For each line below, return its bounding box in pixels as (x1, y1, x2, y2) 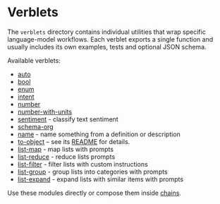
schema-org (17, 122, 54, 131)
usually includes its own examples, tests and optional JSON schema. (7, 42, 207, 51)
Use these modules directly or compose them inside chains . (7, 188, 182, 197)
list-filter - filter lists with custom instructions (17, 160, 148, 168)
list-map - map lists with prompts (17, 145, 114, 153)
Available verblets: (7, 56, 61, 64)
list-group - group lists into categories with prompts (17, 167, 168, 176)
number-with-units (17, 107, 73, 116)
